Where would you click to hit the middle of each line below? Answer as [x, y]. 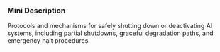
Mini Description [37, 11]
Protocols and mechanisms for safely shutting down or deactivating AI [110, 26]
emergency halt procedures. [49, 41]
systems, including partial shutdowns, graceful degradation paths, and [110, 33]
